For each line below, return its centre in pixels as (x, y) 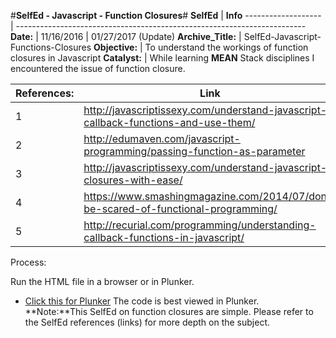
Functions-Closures (51, 47)
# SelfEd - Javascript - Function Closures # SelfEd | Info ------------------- (166, 15)
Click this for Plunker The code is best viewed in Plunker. (142, 301)
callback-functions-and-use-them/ (169, 122)
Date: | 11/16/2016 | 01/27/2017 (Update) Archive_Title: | (126, 36)
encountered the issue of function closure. (98, 68)
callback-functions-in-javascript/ (164, 237)
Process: (28, 262)
